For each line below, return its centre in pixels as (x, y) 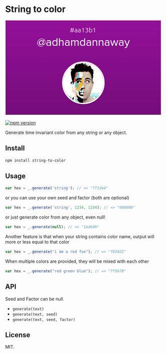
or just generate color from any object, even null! (55, 217)
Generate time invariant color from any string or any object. (66, 132)
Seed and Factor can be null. (35, 299)
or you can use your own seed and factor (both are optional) (67, 198)
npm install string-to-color (35, 160)
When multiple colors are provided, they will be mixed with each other (77, 261)
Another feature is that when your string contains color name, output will (80, 237)
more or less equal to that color (37, 242)
